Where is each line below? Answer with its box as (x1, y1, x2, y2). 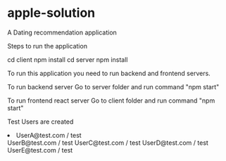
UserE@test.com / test (7, 146, 73, 154)
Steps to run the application (7, 41, 88, 50)
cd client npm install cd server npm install (7, 55, 128, 64)
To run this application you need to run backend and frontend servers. (7, 69, 211, 77)
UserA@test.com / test (16, 131, 82, 139)
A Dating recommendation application (7, 28, 118, 37)
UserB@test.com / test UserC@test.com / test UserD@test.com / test (7, 139, 209, 147)
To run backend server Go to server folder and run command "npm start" (7, 82, 220, 91)
